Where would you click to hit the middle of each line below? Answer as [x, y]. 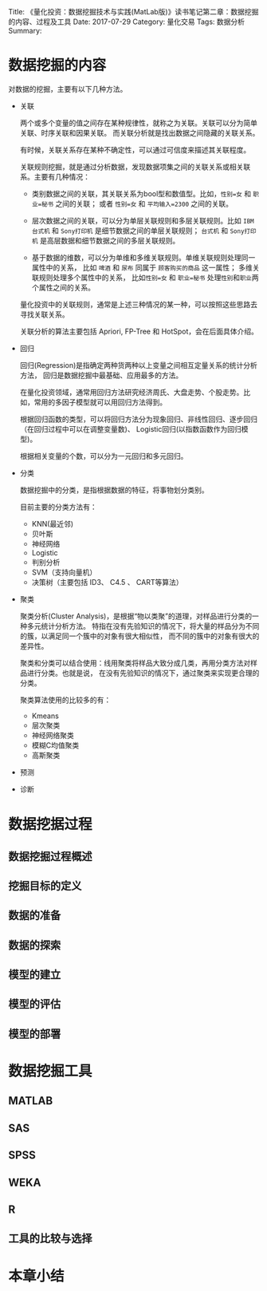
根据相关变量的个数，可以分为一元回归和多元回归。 [104, 456]
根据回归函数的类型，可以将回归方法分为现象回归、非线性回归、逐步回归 [138, 419]
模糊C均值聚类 [55, 745]
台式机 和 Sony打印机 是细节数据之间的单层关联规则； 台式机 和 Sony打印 [144, 231]
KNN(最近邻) [53, 523]
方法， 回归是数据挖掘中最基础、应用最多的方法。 [101, 375]
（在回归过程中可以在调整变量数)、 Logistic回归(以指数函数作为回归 [130, 428]
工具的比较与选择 [50, 1239]
